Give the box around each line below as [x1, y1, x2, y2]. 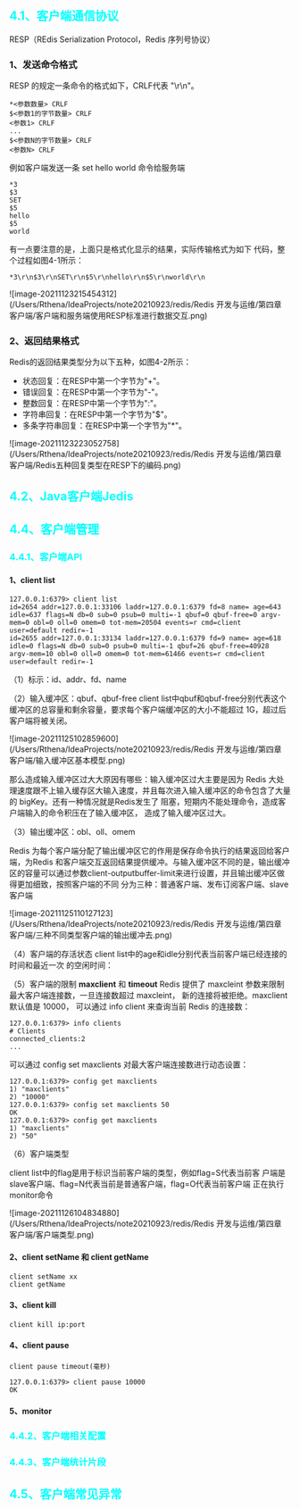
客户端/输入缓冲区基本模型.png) [9, 755, 126, 766]
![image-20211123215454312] [9, 288, 118, 299]
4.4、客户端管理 [9, 521, 100, 538]
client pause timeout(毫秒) [9, 1362, 112, 1371]
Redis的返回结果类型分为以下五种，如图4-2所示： [9, 356, 192, 368]
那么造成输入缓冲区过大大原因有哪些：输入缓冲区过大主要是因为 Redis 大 [9, 774, 277, 785]
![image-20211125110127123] [9, 908, 113, 919]
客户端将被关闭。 [9, 715, 72, 726]
